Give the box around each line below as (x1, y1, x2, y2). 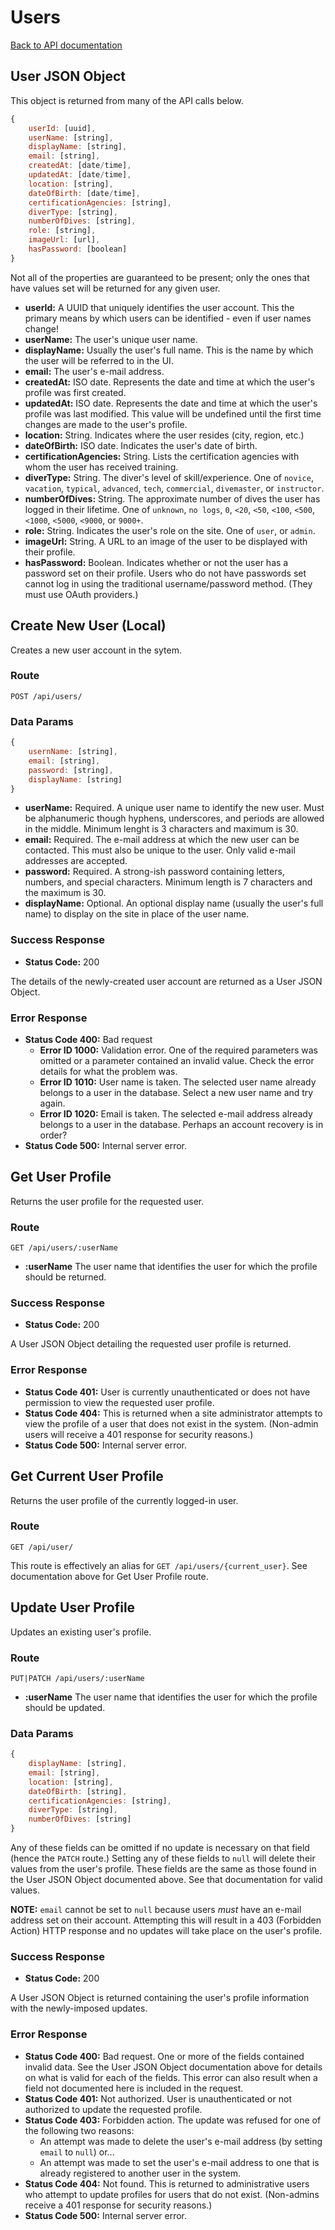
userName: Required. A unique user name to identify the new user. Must (24, 802, 325, 814)
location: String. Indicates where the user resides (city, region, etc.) (24, 429, 305, 441)
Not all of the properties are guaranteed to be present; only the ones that (10, 271, 310, 283)
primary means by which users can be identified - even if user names (24, 312, 312, 324)
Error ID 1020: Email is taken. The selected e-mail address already (39, 1108, 313, 1120)
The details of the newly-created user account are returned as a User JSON (10, 975, 323, 987)
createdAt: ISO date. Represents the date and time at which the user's (24, 376, 315, 388)
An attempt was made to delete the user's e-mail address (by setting (39, 2135, 323, 2147)
